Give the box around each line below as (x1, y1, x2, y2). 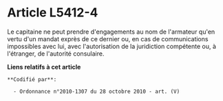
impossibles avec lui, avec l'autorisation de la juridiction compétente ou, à (7, 42, 217, 50)
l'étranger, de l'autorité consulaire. (7, 49, 105, 58)
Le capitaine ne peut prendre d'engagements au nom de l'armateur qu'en (7, 27, 215, 36)
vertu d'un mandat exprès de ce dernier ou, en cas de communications (7, 34, 209, 43)
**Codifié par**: (7, 76, 57, 83)
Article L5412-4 (7, 5, 98, 21)
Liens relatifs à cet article (7, 63, 81, 71)
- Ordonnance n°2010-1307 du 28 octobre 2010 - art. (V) (13, 88, 180, 95)
